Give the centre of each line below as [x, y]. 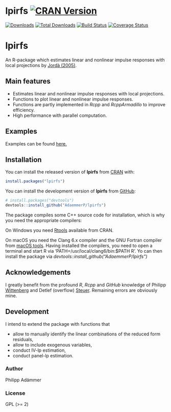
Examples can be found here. [36, 143]
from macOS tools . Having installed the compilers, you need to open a [79, 246]
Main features [28, 81]
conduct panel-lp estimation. [43, 355]
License [15, 393]
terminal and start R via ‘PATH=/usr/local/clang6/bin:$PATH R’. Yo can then [84, 251]
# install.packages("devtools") [40, 201]
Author [14, 369]
